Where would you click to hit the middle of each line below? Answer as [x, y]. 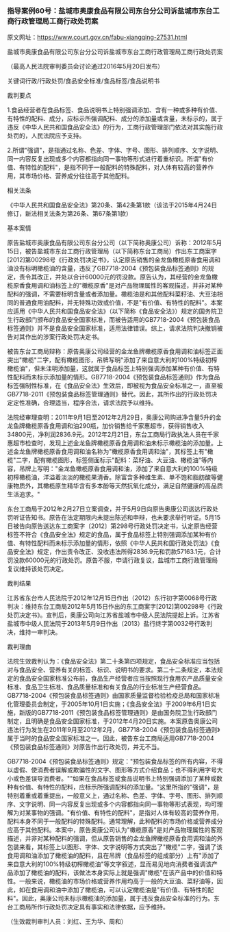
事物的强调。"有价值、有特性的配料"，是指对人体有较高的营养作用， [127, 813]
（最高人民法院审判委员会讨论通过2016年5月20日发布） [86, 66]
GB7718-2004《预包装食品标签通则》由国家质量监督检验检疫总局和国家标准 [114, 696]
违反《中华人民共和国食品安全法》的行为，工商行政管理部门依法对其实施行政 [115, 127]
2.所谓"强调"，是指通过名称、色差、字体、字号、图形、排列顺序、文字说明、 [115, 150]
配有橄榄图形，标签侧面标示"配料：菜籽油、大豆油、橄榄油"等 [120, 460]
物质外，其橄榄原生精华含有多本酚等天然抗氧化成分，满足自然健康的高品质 [118, 486]
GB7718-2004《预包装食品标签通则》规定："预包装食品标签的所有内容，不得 [115, 761]
